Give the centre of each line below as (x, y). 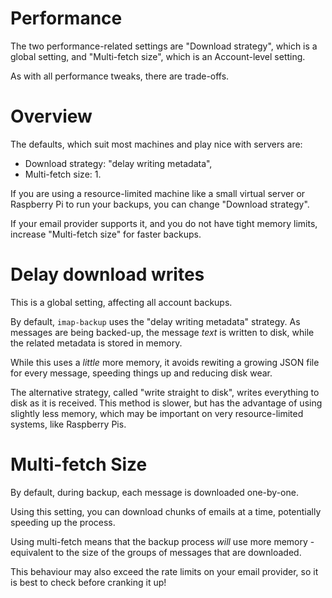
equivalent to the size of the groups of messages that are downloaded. (156, 552)
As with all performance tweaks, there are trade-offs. (120, 76)
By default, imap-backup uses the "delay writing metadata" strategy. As (155, 321)
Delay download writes (107, 274)
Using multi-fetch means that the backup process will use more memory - (162, 541)
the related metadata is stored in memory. (96, 343)
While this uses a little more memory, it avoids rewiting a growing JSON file (165, 362)
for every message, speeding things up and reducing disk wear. (141, 373)
